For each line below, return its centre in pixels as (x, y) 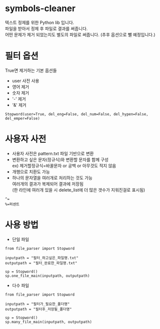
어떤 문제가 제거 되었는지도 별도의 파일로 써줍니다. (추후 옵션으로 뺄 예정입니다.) (80, 34)
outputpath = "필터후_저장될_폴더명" (39, 309)
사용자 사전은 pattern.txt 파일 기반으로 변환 (53, 153)
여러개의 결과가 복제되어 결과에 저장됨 (48, 184)
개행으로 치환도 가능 (31, 172)
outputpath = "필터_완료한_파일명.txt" (41, 263)
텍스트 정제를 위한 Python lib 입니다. (40, 22)
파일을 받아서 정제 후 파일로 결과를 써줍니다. (47, 28)
